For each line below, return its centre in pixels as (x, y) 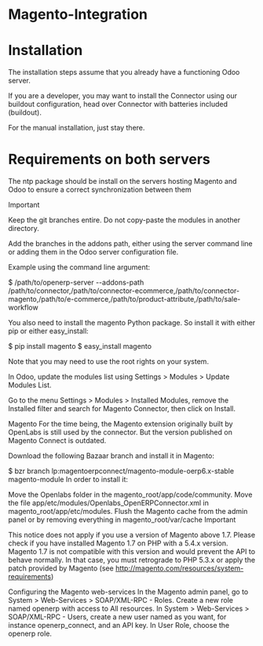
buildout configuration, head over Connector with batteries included (118, 105)
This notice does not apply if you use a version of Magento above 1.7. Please (132, 535)
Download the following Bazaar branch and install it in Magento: (111, 456)
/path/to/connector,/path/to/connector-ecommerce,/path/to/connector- (124, 291)
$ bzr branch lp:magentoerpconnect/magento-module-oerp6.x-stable (121, 471)
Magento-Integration (78, 15)
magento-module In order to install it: (68, 479)
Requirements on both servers (109, 160)
